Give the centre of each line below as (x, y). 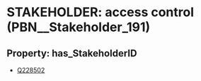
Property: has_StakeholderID (72, 53)
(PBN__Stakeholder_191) (79, 27)
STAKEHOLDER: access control (100, 12)
